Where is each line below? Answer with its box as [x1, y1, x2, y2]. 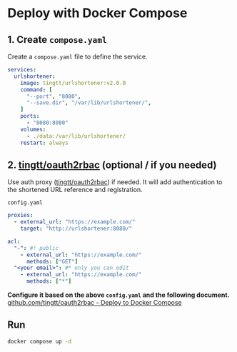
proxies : [7, 212, 34, 219]
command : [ [20, 86, 53, 94]
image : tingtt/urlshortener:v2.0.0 [20, 79, 126, 86]
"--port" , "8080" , [26, 93, 81, 100]
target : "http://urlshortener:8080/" [20, 225, 133, 233]
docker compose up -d [7, 338, 72, 345]
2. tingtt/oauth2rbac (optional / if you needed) [7, 159, 217, 171]
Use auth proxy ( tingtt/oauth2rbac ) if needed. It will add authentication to [7, 178, 223, 186]
